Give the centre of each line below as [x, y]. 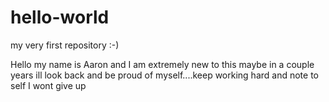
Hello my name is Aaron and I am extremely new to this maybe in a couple [162, 64]
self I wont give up [48, 85]
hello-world [60, 17]
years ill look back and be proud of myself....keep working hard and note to [165, 75]
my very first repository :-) [65, 45]
